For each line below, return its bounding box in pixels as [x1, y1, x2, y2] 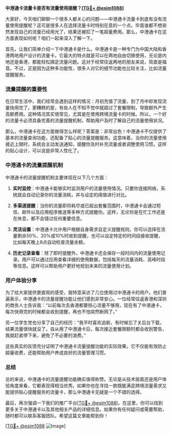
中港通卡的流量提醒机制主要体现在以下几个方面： [5, 174, 109, 180]
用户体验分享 [5, 277, 37, 284]
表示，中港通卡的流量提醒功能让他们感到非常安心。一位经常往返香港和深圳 [9, 296, 167, 302]
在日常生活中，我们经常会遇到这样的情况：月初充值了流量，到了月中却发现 [5, 98, 162, 105]
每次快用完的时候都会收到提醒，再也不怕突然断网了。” [5, 308, 118, 315]
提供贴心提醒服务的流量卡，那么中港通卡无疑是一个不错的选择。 [9, 389, 144, 395]
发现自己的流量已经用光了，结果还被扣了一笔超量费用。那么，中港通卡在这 [9, 29, 167, 35]
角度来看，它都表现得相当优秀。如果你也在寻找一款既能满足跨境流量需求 [9, 383, 162, 389]
